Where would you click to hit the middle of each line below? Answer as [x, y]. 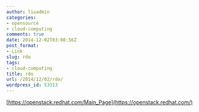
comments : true [25, 35]
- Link [14, 51]
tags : [13, 62]
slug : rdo [19, 57]
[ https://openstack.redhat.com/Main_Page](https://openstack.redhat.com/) [99, 102]
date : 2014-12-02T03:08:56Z [42, 40]
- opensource [23, 23]
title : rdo [20, 74]
